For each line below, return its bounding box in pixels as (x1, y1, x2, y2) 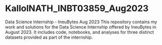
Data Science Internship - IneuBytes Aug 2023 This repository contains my (5, 19, 158, 25)
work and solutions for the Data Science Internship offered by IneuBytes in (5, 24, 157, 30)
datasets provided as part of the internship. (5, 34, 93, 40)
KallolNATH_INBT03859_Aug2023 (5, 3, 149, 14)
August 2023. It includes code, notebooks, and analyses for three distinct (5, 29, 154, 35)
